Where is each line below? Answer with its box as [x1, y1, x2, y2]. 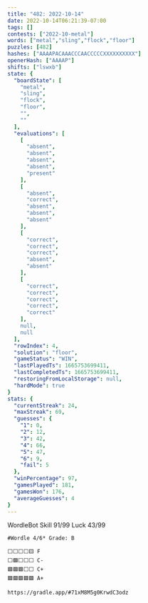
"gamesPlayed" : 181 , [14, 482, 75, 489]
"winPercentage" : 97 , [14, 475, 78, 482]
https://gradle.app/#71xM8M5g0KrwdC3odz [7, 589, 129, 597]
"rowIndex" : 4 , [14, 342, 59, 350]
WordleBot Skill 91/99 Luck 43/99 [7, 521, 106, 529]
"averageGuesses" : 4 [14, 495, 75, 502]
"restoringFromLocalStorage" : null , [14, 375, 122, 382]
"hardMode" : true [14, 382, 65, 389]
